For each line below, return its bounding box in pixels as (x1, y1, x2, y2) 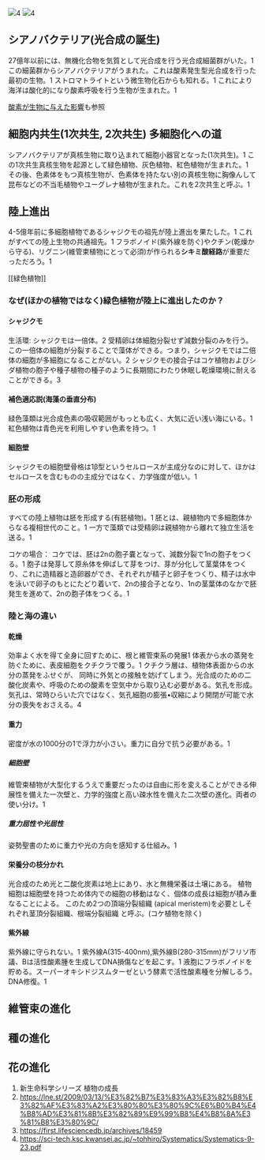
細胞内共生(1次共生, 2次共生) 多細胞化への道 (8, 127, 222, 141)
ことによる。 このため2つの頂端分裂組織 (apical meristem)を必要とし (21, 899, 246, 908)
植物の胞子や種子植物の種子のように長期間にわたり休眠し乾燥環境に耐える (14, 365, 257, 374)
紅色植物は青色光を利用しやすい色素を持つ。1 (8, 423, 156, 433)
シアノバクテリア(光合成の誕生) (8, 33, 160, 47)
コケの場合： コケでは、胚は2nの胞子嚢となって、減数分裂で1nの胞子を (8, 550, 239, 559)
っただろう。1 (8, 257, 53, 266)
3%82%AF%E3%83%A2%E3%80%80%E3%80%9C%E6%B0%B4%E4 (19, 1100, 256, 1109)
